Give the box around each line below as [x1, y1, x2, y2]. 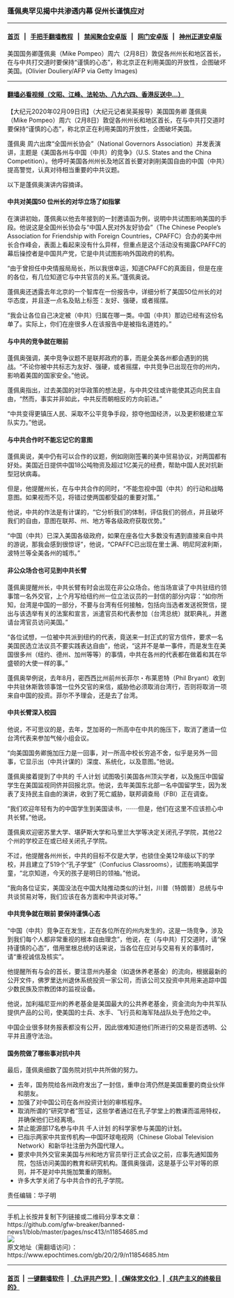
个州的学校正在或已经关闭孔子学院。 [7, 836, 111, 844]
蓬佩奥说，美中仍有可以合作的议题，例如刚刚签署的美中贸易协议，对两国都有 [7, 452, 227, 461]
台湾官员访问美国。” [13, 618, 68, 626]
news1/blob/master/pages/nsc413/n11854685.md [7, 1228, 148, 1236]
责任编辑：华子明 [7, 1191, 56, 1200]
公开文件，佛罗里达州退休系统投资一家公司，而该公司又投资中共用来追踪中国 [7, 975, 227, 984]
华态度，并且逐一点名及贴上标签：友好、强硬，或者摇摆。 [7, 296, 172, 304]
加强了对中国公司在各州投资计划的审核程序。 [17, 1098, 146, 1106]
